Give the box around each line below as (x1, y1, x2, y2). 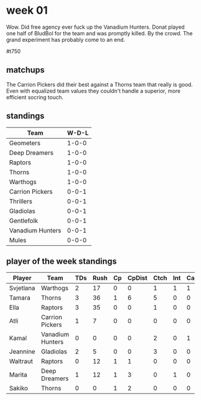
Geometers (9, 139, 41, 147)
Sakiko (9, 384, 28, 392)
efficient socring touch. (6, 93, 64, 100)
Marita (9, 371, 28, 379)
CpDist (127, 274, 148, 282)
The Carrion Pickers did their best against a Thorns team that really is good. (6, 81, 193, 88)
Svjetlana (9, 284, 35, 292)
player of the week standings (6, 256, 117, 266)
